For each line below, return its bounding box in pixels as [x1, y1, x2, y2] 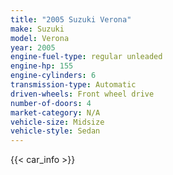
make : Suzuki [10, 24, 65, 34]
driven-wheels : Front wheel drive [10, 89, 155, 99]
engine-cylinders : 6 [10, 71, 97, 81]
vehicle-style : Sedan [10, 126, 101, 136]
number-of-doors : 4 [10, 98, 92, 108]
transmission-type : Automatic [10, 80, 137, 90]
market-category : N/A [10, 107, 101, 118]
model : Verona [10, 33, 70, 43]
